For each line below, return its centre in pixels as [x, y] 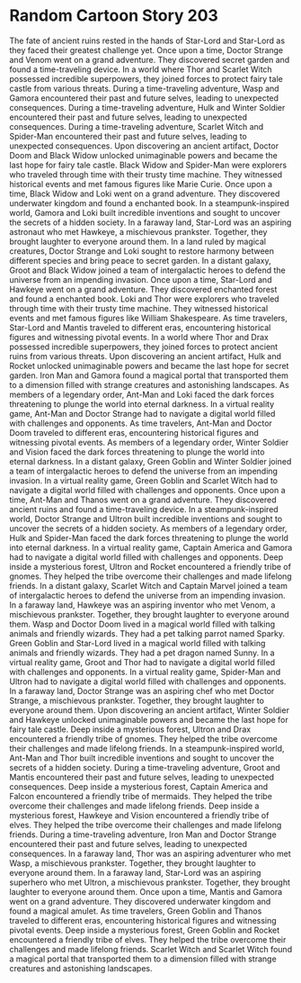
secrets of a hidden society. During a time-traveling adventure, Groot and [145, 767]
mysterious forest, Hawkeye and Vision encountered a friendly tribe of [139, 815]
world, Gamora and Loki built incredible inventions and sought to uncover [145, 212]
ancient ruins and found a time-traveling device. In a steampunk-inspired [144, 509]
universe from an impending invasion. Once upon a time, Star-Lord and [141, 279]
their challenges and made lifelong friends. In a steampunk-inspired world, [147, 748]
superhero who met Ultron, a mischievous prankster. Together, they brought [150, 882]
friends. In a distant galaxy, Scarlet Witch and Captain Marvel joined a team [148, 585]
